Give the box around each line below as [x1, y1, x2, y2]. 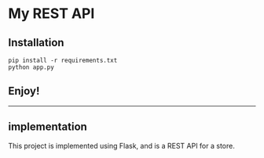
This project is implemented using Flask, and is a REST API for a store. [8, 141, 236, 150]
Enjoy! [8, 84, 40, 98]
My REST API [8, 5, 95, 23]
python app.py [8, 63, 55, 71]
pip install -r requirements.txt [8, 56, 118, 64]
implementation [8, 120, 88, 134]
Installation [8, 36, 64, 49]
